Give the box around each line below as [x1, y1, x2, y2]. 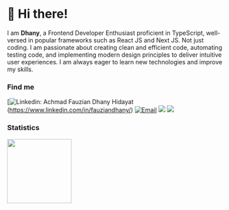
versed [7, 36, 27, 44]
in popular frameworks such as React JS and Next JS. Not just [28, 36, 204, 44]
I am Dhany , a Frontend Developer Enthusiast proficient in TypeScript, [7, 29, 205, 37]
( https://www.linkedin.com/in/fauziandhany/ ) [7, 106, 134, 114]
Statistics [7, 123, 40, 133]
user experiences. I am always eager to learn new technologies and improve [7, 57, 223, 66]
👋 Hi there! [7, 6, 69, 22]
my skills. [7, 65, 34, 73]
